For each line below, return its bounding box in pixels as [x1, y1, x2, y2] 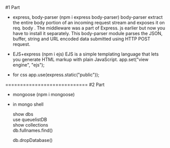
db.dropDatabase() [12, 137, 53, 143]
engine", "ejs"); [12, 62, 45, 68]
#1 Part [5, 5, 20, 10]
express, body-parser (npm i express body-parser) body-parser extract [12, 14, 163, 20]
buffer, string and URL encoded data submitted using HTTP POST [12, 36, 151, 42]
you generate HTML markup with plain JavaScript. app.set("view [12, 56, 149, 63]
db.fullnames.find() [12, 127, 53, 133]
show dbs [12, 111, 34, 117]
